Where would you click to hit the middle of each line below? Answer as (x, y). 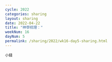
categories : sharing (26, 14)
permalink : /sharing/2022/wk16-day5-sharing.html (56, 41)
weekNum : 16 (17, 32)
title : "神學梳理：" (24, 28)
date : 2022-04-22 (23, 23)
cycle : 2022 (17, 9)
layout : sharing (21, 18)
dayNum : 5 (15, 37)
